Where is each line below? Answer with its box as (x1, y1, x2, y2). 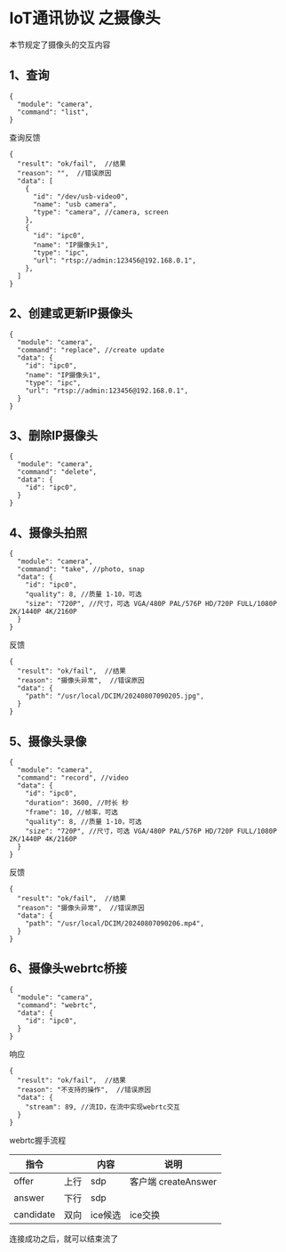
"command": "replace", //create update (17, 345, 165, 354)
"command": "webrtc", (17, 1000, 98, 1010)
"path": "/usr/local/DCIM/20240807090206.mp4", (25, 919, 204, 928)
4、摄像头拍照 (9, 525, 88, 540)
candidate (13, 1208, 56, 1220)
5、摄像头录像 (9, 733, 87, 748)
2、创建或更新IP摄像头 (9, 306, 133, 321)
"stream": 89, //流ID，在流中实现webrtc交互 (25, 1103, 180, 1111)
